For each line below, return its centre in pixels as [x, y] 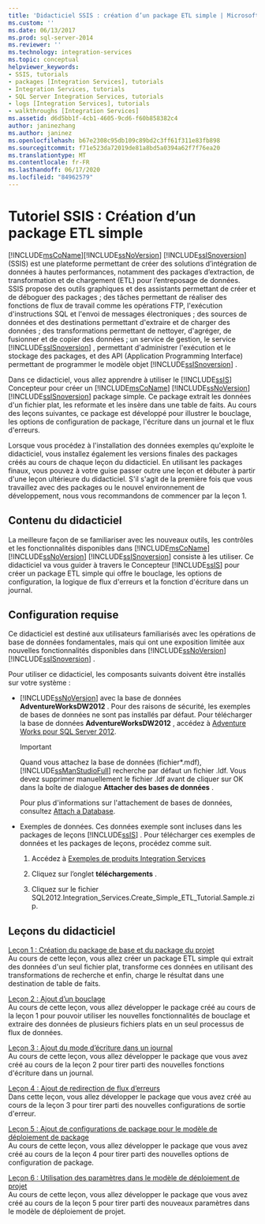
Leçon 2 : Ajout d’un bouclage [57, 999]
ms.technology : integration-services [70, 52]
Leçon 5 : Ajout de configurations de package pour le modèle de [113, 1129]
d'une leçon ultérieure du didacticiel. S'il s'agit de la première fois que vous [131, 478]
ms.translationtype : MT [47, 155]
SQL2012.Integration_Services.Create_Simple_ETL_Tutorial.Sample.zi [143, 897]
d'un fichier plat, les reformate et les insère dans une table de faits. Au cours [132, 405]
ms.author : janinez [40, 133]
